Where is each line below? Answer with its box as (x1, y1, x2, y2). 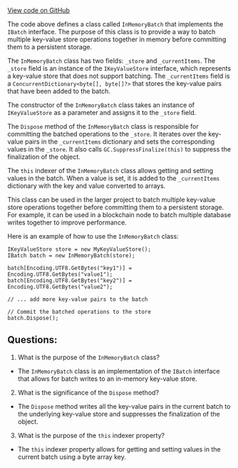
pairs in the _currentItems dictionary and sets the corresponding (24, 137, 215, 146)
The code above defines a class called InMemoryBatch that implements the (7, 20, 224, 28)
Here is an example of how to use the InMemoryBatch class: (7, 232, 180, 240)
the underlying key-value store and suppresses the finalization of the (17, 409, 220, 418)
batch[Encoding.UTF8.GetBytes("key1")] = (7, 264, 133, 272)
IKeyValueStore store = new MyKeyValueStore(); (7, 246, 152, 253)
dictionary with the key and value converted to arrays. (7, 181, 166, 190)
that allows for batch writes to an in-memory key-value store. (17, 374, 197, 383)
